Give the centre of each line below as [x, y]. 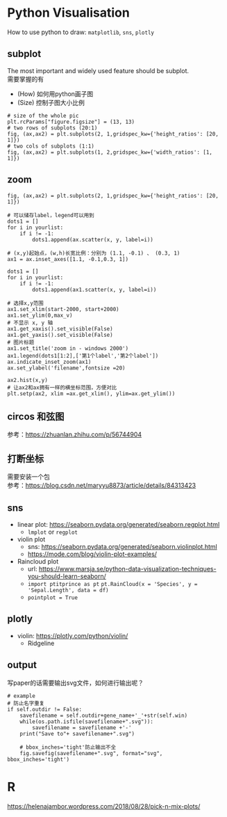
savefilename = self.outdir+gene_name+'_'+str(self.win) [104, 715]
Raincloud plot [38, 561]
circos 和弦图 [36, 417]
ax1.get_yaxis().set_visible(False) [60, 335]
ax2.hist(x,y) [28, 380]
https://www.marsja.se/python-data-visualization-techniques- [127, 569]
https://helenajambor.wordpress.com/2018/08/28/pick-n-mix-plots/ [104, 806]
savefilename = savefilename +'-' [82, 728]
